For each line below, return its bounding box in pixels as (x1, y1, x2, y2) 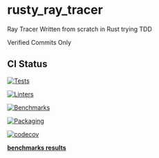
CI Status (7, 58, 48, 70)
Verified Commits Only (7, 38, 71, 46)
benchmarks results (7, 144, 67, 152)
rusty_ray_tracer (7, 2, 104, 18)
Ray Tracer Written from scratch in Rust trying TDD (7, 25, 152, 33)
